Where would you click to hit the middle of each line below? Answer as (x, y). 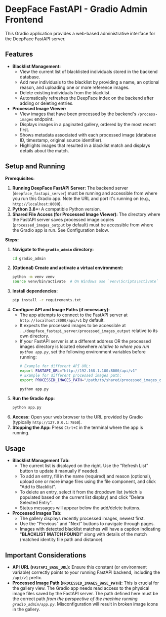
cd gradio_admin (29, 258)
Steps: (12, 240)
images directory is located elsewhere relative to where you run (84, 346)
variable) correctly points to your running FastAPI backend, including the (86, 572)
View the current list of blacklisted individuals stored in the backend (89, 71)
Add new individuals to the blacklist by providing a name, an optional (89, 82)
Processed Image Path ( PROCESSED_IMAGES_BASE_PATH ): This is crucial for (85, 583)
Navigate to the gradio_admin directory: (53, 249)
